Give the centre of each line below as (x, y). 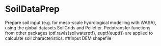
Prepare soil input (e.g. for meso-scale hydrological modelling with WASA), (81, 23)
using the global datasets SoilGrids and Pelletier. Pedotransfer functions (78, 27)
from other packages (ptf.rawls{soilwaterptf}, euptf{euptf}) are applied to (79, 33)
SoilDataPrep (32, 9)
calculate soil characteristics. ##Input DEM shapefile (58, 38)
